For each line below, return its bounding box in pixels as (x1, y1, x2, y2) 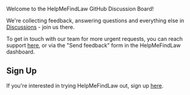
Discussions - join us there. (6, 24, 75, 30)
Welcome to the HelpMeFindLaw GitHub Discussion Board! (6, 5, 154, 12)
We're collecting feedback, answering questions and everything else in (6, 17, 185, 24)
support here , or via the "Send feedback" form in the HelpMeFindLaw (6, 42, 181, 49)
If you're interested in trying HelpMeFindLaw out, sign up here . (6, 82, 164, 89)
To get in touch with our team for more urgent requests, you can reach (6, 35, 183, 42)
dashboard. (6, 48, 35, 55)
